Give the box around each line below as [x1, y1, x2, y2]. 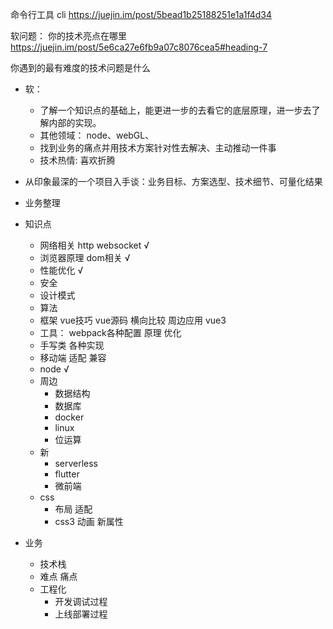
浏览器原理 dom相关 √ [39, 252, 131, 263]
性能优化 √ [39, 264, 84, 276]
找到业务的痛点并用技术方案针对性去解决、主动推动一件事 [39, 142, 277, 153]
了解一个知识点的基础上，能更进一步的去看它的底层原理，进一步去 [39, 104, 312, 116]
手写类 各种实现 [39, 339, 105, 351]
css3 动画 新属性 [54, 516, 124, 527]
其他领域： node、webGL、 [39, 129, 155, 141]
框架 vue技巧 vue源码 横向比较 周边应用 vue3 [39, 314, 227, 326]
